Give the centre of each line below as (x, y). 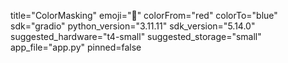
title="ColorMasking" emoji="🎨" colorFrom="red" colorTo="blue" (144, 15)
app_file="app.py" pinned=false (76, 47)
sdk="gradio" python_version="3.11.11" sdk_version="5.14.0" (133, 26)
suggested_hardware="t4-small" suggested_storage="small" (136, 36)
